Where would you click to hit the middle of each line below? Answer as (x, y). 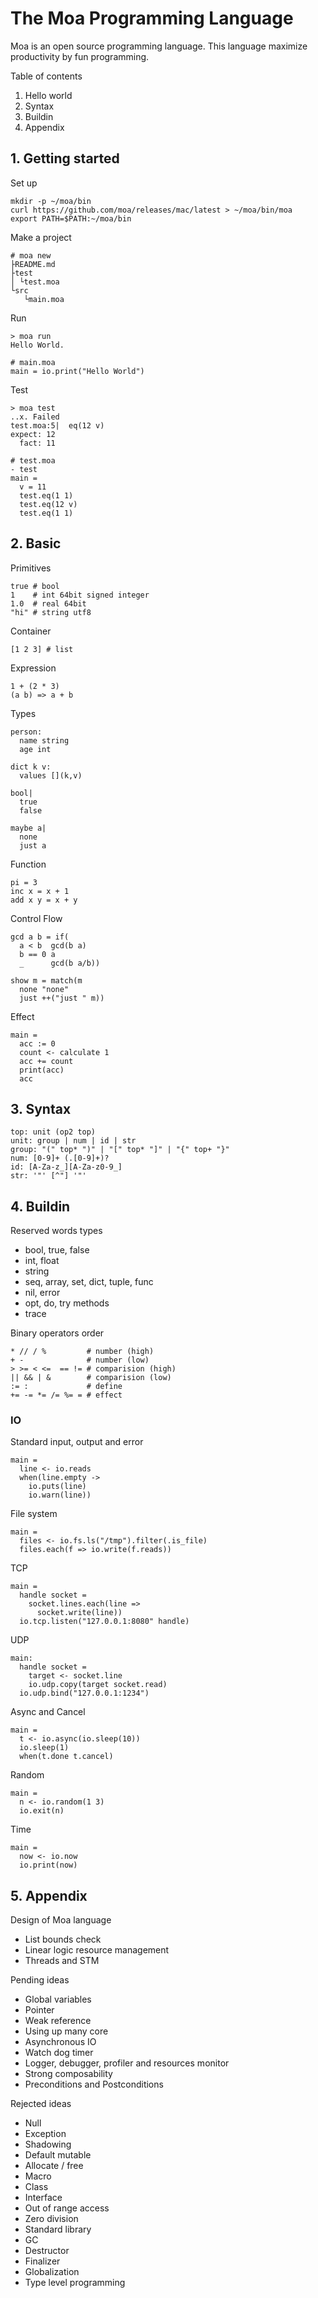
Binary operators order (57, 1333)
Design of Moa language (61, 1920)
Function (28, 864)
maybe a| (28, 828)
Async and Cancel (48, 1712)
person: (26, 732)
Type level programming (75, 2283)
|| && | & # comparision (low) (91, 1378)
